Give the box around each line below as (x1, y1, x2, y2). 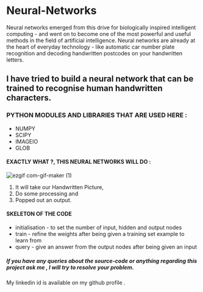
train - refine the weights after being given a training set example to (15, 231, 185, 238)
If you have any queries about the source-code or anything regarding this (6, 257, 198, 265)
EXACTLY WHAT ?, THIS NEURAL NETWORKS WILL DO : (6, 158, 151, 165)
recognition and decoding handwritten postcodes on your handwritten (6, 49, 183, 57)
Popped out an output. (15, 196, 72, 204)
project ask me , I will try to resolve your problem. (6, 263, 134, 271)
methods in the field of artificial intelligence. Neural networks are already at (6, 36, 196, 44)
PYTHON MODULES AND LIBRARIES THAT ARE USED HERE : (6, 111, 188, 119)
